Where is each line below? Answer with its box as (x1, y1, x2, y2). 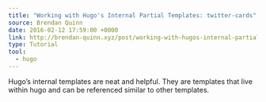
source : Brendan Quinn (8, 19, 83, 27)
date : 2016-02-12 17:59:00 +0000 (8, 26, 119, 34)
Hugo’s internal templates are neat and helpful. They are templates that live (8, 76, 253, 86)
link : (8, 33, 26, 42)
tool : (8, 48, 26, 56)
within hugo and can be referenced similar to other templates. (8, 85, 210, 94)
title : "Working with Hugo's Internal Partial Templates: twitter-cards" (8, 11, 257, 20)
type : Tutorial (8, 41, 59, 49)
